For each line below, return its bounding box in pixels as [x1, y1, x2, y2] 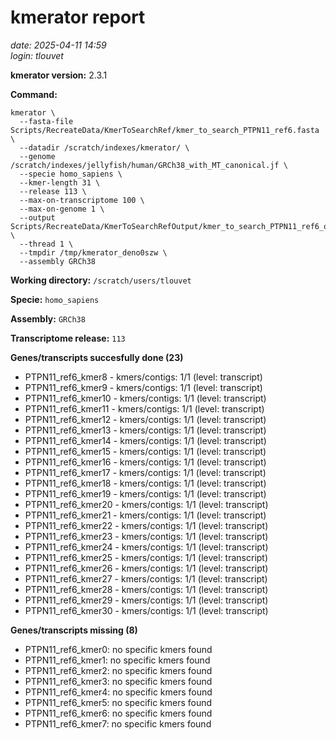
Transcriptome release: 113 [10, 332, 126, 344]
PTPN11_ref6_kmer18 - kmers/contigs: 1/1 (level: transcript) [24, 477, 267, 489]
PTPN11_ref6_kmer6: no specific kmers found [24, 707, 213, 719]
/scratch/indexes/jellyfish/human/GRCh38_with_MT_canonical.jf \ [10, 160, 288, 170]
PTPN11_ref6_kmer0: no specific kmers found [24, 643, 213, 655]
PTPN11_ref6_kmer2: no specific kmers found [24, 664, 213, 676]
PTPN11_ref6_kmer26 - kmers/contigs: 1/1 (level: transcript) [24, 562, 269, 574]
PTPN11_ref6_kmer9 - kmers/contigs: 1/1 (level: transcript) [24, 381, 263, 393]
